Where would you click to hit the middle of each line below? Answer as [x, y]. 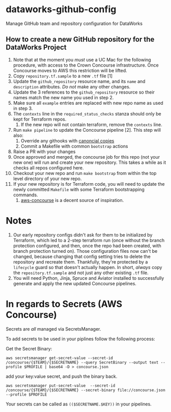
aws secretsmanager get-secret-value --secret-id [60, 358]
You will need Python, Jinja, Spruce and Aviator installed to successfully [89, 278]
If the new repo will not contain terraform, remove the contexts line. [91, 124]
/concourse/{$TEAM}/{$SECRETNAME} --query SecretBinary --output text [82, 362]
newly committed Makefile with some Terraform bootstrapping [79, 189]
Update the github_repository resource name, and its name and [79, 81]
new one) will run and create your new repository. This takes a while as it [90, 162]
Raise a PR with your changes [44, 152]
